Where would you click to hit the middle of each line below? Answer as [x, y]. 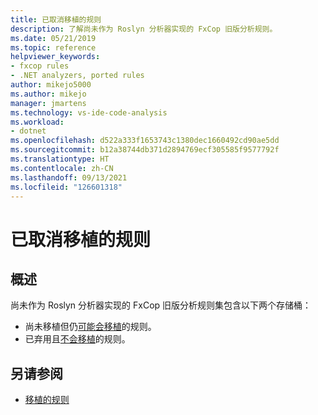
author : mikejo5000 [51, 85]
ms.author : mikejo [48, 94]
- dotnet [28, 131]
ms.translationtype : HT [60, 159]
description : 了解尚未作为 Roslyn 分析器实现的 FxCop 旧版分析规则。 [144, 29]
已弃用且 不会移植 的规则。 [77, 339]
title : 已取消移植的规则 [56, 19]
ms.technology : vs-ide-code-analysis [89, 112]
